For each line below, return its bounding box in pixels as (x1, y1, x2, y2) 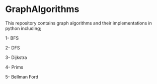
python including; (5, 25, 42, 31)
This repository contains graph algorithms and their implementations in (5, 20, 152, 26)
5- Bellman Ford (5, 73, 39, 79)
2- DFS (5, 44, 20, 50)
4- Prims (5, 64, 24, 70)
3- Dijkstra (5, 54, 27, 60)
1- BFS (5, 35, 19, 41)
